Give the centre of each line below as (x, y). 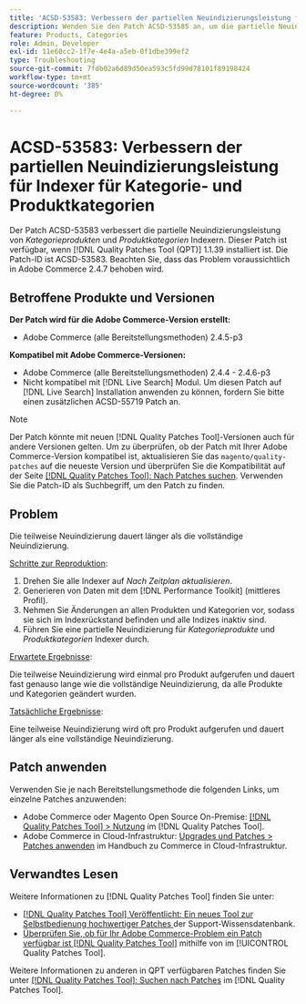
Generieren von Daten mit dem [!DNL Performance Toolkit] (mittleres (151, 591)
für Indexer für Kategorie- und (126, 185)
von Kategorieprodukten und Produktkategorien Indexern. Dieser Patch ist (148, 240)
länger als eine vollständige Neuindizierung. (92, 739)
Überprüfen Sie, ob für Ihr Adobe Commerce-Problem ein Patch (142, 933)
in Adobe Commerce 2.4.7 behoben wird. (87, 269)
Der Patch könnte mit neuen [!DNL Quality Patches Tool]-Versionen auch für (152, 437)
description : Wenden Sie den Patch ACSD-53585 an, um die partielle (142, 26)
